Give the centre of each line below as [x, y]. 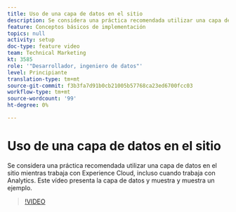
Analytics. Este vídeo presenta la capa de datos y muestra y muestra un [111, 180]
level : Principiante [38, 72]
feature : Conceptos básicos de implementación [77, 27]
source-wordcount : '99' [42, 99]
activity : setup [31, 40]
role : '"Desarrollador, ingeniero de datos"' [75, 66]
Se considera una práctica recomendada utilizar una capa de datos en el [112, 165]
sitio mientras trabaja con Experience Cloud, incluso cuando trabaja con [111, 173]
